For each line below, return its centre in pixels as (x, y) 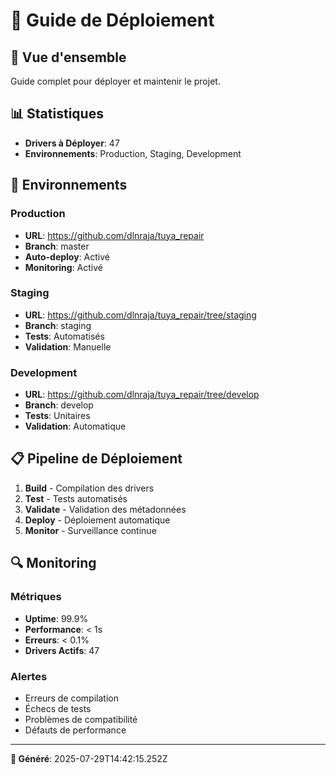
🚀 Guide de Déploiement (112, 20)
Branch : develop (59, 405)
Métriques (36, 597)
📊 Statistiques (57, 114)
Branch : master (57, 246)
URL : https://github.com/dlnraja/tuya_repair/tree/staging (140, 315)
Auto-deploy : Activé (67, 256)
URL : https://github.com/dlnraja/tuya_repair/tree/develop (142, 395)
